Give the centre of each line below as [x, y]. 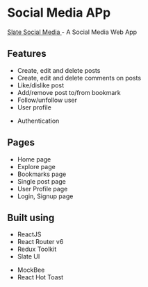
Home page [34, 159]
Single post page [41, 181]
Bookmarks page [42, 174]
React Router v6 [40, 242]
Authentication [38, 121]
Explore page [36, 166]
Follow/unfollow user [47, 100]
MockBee [31, 270]
